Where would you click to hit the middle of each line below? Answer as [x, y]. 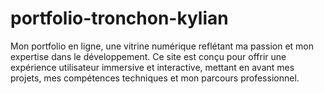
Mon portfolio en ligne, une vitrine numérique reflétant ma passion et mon [162, 46]
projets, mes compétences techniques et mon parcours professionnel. [155, 78]
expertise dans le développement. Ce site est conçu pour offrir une [148, 56]
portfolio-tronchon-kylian [119, 18]
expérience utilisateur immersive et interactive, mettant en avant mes [152, 67]
